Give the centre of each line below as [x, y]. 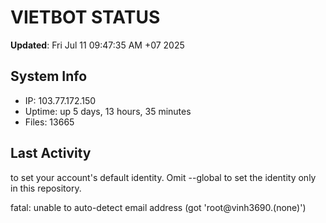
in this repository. [46, 188]
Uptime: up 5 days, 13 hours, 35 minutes [108, 111]
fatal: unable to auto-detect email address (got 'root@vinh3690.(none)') [158, 207]
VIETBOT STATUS [85, 17]
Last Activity [51, 153]
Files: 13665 [49, 122]
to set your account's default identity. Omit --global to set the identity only [163, 177]
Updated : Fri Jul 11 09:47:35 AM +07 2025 [97, 45]
